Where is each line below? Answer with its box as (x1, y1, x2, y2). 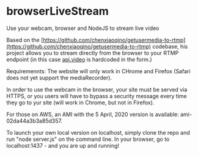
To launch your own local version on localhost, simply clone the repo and (6, 129, 191, 136)
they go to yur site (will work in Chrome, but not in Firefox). (6, 99, 155, 106)
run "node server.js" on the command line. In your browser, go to (6, 135, 170, 143)
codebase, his (152, 43, 188, 50)
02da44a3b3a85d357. (6, 117, 63, 124)
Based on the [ (6, 36, 43, 43)
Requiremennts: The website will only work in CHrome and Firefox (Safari (6, 67, 191, 74)
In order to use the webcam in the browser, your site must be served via (6, 85, 188, 93)
